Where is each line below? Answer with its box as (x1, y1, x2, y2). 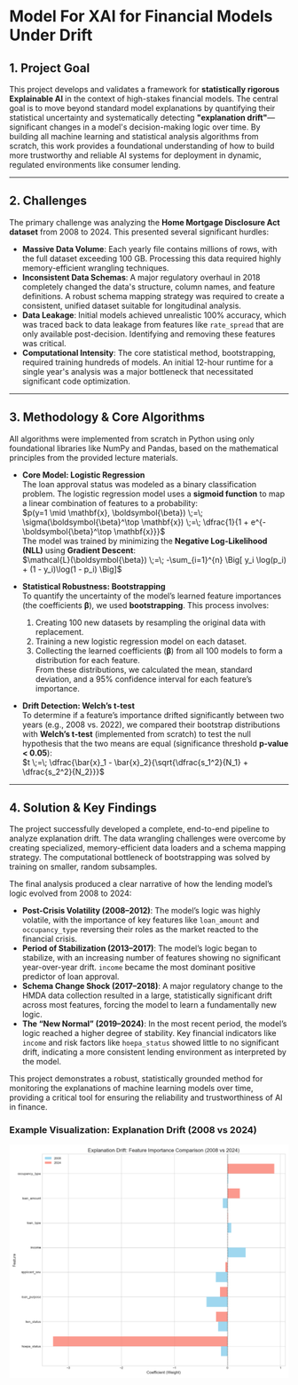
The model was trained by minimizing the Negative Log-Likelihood (21, 535, 268, 546)
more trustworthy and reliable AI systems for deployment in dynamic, (9, 150, 262, 161)
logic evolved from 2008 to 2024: (9, 888, 132, 898)
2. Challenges (9, 194, 87, 209)
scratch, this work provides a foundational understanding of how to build (9, 140, 275, 151)
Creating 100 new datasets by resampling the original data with (35, 617, 266, 628)
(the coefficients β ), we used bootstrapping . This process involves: (21, 599, 270, 610)
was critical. (21, 337, 67, 348)
